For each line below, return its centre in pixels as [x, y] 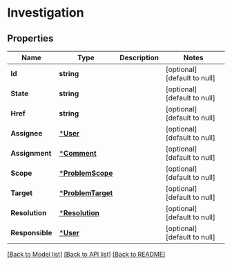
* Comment [77, 153]
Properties [30, 38]
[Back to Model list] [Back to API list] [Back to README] [86, 254]
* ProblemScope [86, 173]
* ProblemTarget [86, 193]
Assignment [31, 153]
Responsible [31, 233]
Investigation [46, 13]
